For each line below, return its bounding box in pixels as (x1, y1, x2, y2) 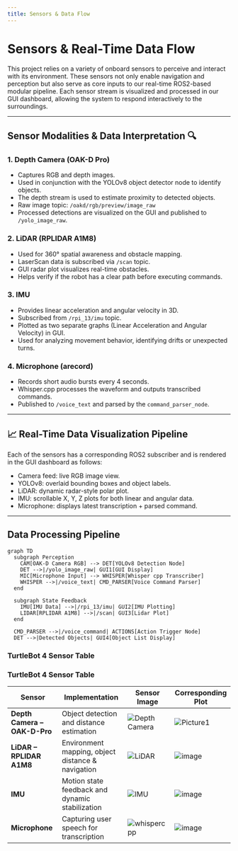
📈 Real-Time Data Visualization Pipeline (7, 428, 188, 440)
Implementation (64, 692, 119, 702)
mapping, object (61, 746, 116, 756)
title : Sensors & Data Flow (7, 10, 91, 18)
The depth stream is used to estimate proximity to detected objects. (17, 193, 216, 202)
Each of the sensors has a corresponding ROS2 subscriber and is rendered (7, 450, 227, 459)
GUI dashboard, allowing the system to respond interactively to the (7, 94, 203, 103)
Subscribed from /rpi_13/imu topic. (17, 313, 122, 322)
